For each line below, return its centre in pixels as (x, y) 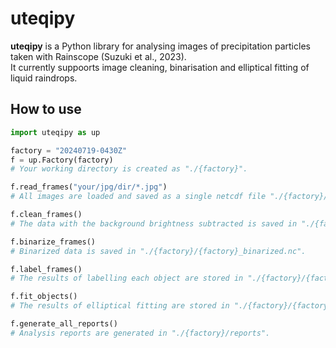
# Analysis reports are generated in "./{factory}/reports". (140, 333)
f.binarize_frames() (53, 242)
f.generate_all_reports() (64, 324)
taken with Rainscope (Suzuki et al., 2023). (98, 56)
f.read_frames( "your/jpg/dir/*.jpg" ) (89, 187)
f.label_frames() (46, 269)
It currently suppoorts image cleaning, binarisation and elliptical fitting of (160, 67)
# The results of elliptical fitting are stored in (120, 306)
